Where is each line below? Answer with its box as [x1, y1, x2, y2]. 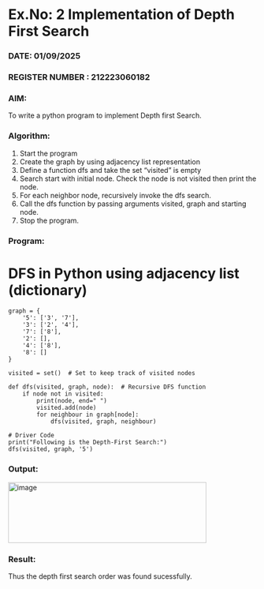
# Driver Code [8, 432, 55, 440]
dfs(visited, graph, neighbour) [50, 418, 157, 426]
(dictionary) [8, 281, 88, 299]
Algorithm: [8, 130, 50, 141]
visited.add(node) [36, 404, 97, 412]
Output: [8, 463, 39, 475]
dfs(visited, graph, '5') [8, 445, 93, 453]
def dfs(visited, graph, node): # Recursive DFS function [8, 383, 206, 392]
